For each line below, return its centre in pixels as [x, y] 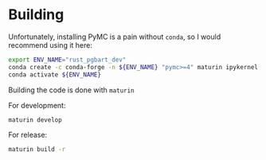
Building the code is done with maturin [71, 90]
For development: [37, 105]
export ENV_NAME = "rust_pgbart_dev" [67, 60]
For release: [28, 135]
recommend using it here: [51, 45]
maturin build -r [37, 150]
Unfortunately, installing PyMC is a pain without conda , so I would [115, 37]
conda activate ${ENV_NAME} [55, 74]
